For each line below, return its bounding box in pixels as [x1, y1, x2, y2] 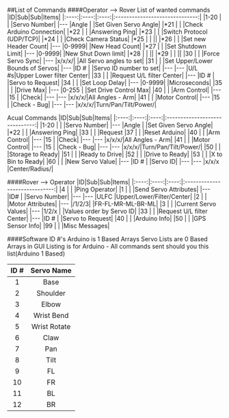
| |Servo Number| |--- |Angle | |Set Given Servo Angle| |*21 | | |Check [7, 21, 204, 28]
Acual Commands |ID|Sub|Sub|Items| [7, 114, 113, 122]
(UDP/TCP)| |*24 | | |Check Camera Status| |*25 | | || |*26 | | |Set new [7, 35, 206, 43]
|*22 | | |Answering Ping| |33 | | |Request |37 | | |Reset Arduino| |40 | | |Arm [7, 128, 221, 136]
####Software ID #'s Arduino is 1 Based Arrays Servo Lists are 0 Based [7, 235, 208, 243]
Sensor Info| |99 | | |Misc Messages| [7, 222, 110, 230]
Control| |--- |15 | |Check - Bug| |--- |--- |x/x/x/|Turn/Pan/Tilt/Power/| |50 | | [7, 143, 221, 151]
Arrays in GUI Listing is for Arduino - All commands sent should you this [7, 243, 209, 250]
